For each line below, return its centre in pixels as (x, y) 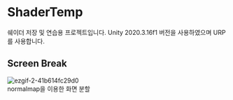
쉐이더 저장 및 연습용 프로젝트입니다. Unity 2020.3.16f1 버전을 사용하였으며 (110, 32)
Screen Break (37, 64)
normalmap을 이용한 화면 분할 (49, 89)
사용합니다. (30, 41)
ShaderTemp (45, 12)
